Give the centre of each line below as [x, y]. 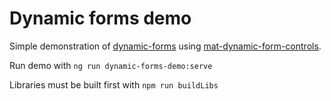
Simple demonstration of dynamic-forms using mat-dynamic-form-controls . [165, 46]
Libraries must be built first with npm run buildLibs [114, 84]
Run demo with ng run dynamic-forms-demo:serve [111, 65]
